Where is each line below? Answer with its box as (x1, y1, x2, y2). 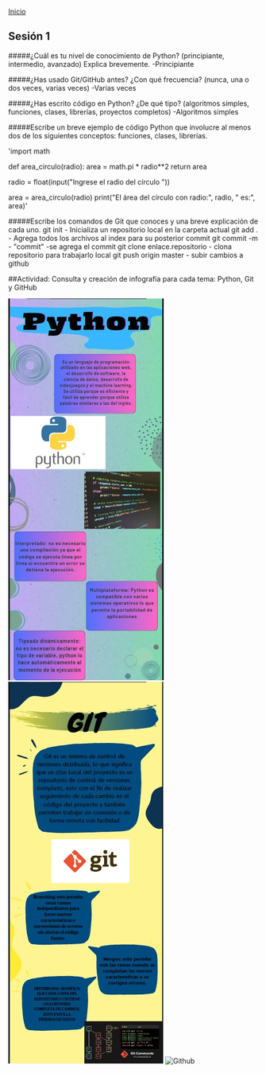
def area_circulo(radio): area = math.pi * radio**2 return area (8, 161, 208, 171)
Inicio (8, 7, 26, 16)
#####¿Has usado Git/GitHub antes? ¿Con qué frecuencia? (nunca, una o (8, 75, 249, 84)
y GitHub (8, 282, 37, 292)
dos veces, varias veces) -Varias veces (8, 83, 137, 92)
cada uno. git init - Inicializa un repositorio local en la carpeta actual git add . (8, 224, 258, 234)
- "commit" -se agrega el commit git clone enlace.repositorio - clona (8, 242, 233, 251)
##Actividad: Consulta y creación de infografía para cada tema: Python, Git (8, 274, 254, 283)
